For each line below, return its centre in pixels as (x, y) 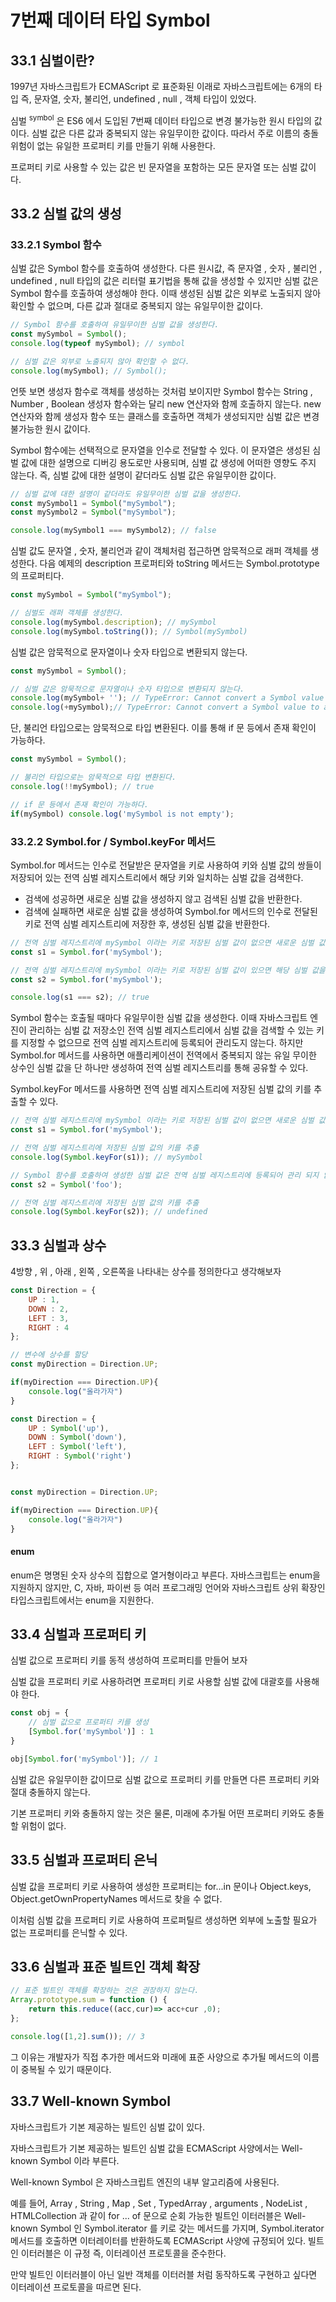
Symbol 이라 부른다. (79, 2160)
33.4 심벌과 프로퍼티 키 (78, 1634)
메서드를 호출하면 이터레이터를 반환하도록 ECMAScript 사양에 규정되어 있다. (158, 2240)
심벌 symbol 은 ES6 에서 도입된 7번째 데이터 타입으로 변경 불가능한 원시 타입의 (161, 119)
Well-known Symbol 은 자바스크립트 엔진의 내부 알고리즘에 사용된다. (145, 2182)
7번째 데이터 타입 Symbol (110, 20)
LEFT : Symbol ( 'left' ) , (78, 1447)
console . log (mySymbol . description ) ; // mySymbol (113, 622)
